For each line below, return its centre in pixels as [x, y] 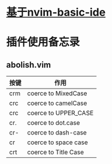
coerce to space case [57, 142]
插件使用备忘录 [43, 42]
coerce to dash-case [57, 133]
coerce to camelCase [57, 103]
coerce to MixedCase [57, 93]
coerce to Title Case [55, 153]
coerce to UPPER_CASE [60, 113]
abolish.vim [28, 65]
